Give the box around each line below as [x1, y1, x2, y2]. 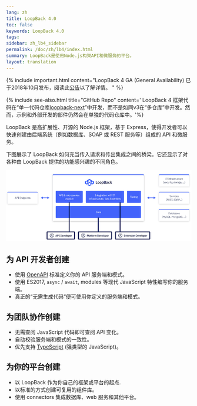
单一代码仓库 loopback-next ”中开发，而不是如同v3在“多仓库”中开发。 [18, 103, 185, 111]
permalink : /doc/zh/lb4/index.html [6, 47, 94, 53]
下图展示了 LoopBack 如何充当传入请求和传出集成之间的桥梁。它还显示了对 [6, 150, 188, 158]
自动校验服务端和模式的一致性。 [14, 336, 92, 343]
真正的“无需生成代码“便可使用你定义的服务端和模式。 [14, 293, 143, 300]
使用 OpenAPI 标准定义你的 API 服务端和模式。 [14, 271, 128, 278]
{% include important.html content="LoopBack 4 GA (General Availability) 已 [6, 76, 191, 83]
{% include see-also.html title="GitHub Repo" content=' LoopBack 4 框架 [6, 96, 183, 103]
